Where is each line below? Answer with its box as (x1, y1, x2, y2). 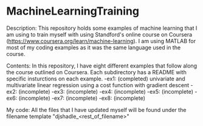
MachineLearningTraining (6, 4, 140, 18)
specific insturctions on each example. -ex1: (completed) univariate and (6, 75, 185, 82)
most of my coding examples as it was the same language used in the (6, 44, 181, 51)
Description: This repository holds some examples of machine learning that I (6, 24, 198, 32)
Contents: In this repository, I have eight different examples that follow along (6, 62, 198, 69)
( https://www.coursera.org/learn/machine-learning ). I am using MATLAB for (6, 37, 196, 44)
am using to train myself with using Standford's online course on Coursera (6, 30, 193, 38)
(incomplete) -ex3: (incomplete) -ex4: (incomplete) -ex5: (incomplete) (18, 88, 193, 95)
